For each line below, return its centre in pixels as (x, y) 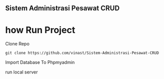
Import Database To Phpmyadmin (40, 62)
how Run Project (40, 30)
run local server (21, 72)
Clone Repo (17, 44)
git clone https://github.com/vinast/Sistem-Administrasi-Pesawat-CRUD (82, 53)
